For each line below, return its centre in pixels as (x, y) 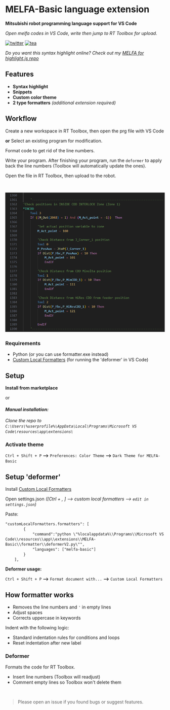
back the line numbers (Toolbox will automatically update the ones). (76, 165)
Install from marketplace (32, 388)
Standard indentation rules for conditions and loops (66, 637)
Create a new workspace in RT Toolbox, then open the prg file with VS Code (85, 131)
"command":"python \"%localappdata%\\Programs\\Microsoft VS (98, 534)
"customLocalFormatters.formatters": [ (47, 524)
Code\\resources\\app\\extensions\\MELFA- (51, 539)
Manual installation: (27, 409)
